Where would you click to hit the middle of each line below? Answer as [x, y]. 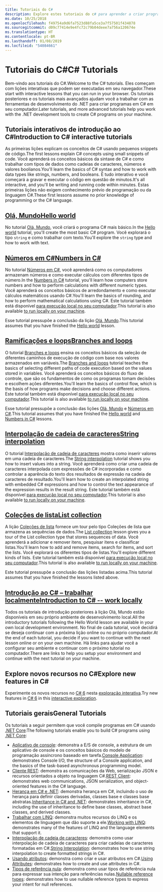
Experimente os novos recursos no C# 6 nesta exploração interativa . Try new [81, 693]
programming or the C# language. [39, 200]
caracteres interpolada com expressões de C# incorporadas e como [73, 469]
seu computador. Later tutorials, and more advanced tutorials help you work [80, 109]
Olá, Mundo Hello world [41, 215]
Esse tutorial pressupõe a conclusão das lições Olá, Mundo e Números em [79, 408]
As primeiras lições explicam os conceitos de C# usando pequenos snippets [81, 149]
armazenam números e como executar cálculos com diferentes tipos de [77, 275]
